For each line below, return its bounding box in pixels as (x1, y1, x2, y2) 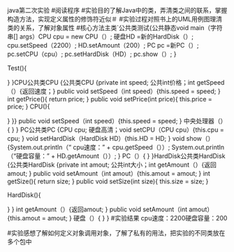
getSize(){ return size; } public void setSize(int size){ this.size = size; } (7, 177, 209, 185)
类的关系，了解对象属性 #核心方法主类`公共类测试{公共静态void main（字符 (7, 24, 223, 31)
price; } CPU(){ (7, 102, 50, 111)
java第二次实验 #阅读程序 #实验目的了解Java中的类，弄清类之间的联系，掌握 (7, 6, 228, 14)
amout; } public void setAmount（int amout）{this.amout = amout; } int (7, 169, 211, 177)
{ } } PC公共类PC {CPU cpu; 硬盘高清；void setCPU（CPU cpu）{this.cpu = (7, 125, 225, 134)
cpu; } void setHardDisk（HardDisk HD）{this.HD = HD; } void (7, 134, 185, 142)
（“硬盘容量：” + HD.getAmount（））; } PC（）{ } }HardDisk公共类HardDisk (7, 152, 226, 160)
